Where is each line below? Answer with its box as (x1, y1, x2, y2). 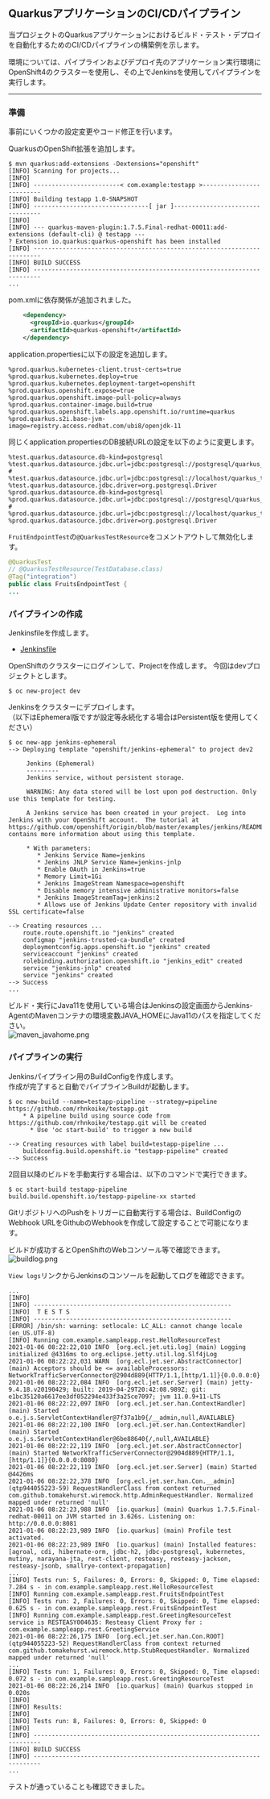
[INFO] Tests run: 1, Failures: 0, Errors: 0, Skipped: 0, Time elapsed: (8, 1668, 261, 1676)
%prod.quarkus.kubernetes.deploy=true (8, 373, 138, 381)
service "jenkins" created (22, 972, 113, 980)
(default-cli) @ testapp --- (47, 231, 146, 239)
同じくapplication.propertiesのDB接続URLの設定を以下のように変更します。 (8, 437, 259, 447)
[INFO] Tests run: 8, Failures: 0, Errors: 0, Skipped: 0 (8, 1717, 207, 1725)
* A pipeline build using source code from (22, 1111, 171, 1120)
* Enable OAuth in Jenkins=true (37, 865, 146, 874)
